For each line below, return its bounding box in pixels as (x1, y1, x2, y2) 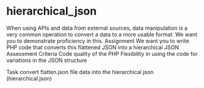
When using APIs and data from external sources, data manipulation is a (6, 24, 188, 32)
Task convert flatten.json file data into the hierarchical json (6, 68, 154, 75)
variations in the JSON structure (6, 56, 87, 64)
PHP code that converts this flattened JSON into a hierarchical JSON (6, 44, 179, 51)
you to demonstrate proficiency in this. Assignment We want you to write (6, 37, 189, 44)
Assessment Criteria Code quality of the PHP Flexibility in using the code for (6, 50, 198, 57)
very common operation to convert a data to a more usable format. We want (6, 30, 197, 38)
